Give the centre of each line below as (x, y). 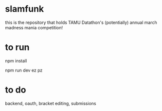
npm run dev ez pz (24, 70)
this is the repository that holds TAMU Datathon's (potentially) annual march (81, 22)
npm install (16, 61)
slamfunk (25, 9)
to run (18, 47)
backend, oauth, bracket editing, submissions (51, 103)
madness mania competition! (34, 27)
